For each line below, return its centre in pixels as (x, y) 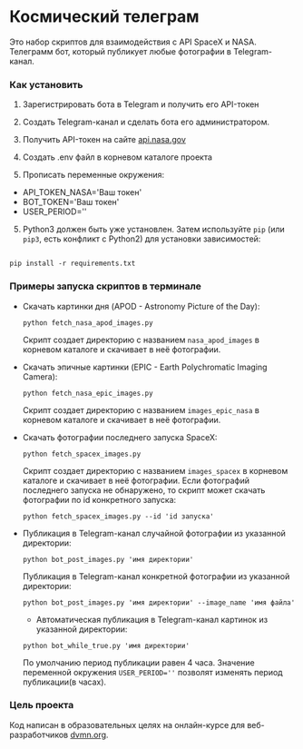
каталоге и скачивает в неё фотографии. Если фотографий (136, 480)
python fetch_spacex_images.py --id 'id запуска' (118, 516)
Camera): (40, 376)
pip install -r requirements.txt (73, 264)
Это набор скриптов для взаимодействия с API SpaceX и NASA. (133, 42)
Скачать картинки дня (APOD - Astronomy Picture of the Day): (141, 306)
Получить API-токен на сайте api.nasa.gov (104, 140)
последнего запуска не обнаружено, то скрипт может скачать (144, 490)
